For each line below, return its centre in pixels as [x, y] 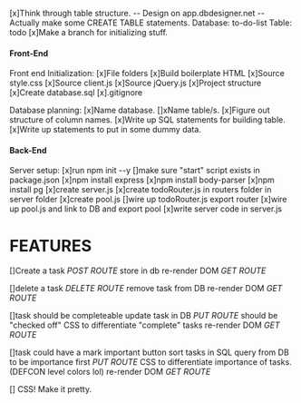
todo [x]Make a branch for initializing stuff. [88, 32]
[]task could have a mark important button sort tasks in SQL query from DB [150, 352]
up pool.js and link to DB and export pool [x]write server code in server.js [146, 209]
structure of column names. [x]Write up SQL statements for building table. [147, 120]
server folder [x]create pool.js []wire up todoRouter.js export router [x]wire [148, 200]
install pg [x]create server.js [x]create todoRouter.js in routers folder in [141, 190]
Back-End [28, 150]
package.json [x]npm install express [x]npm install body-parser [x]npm [142, 180]
